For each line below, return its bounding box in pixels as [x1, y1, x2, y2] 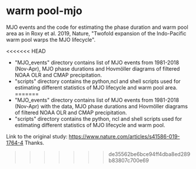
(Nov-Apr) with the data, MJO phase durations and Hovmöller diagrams [14, 102, 188, 110]
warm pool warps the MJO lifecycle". [6, 36, 96, 43]
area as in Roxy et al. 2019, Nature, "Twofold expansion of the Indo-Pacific [6, 29, 187, 37]
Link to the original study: [6, 132, 68, 140]
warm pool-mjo [6, 4, 82, 18]
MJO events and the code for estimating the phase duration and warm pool [6, 24, 188, 31]
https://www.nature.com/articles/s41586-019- [68, 132, 181, 140]
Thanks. [24, 139, 45, 146]
